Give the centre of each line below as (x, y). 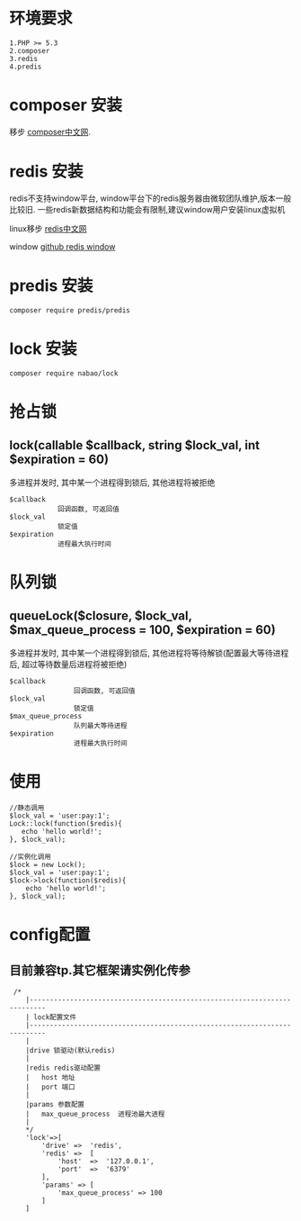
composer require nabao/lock (64, 373)
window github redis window (62, 246)
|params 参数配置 (55, 1104)
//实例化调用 (30, 856)
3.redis (24, 59)
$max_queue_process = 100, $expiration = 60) (142, 630)
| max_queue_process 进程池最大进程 (95, 1114)
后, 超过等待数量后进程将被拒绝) (68, 664)
